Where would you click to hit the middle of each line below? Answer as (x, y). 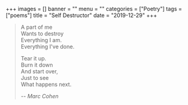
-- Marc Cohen (40, 96)
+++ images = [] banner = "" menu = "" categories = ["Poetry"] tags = (94, 9)
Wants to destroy (42, 34)
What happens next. (46, 84)
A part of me (36, 27)
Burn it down (37, 65)
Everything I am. (41, 40)
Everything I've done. (47, 46)
